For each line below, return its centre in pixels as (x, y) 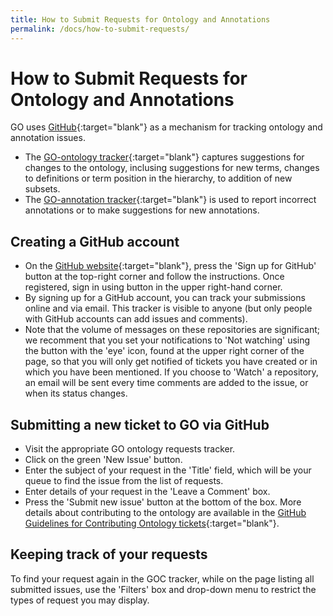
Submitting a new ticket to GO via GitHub (140, 424)
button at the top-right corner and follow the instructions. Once (154, 277)
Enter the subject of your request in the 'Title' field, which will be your (168, 470)
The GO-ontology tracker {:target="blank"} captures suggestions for (164, 157)
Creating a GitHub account (95, 241)
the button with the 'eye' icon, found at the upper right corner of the (164, 351)
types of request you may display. (80, 600)
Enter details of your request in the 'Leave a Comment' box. (147, 492)
